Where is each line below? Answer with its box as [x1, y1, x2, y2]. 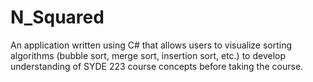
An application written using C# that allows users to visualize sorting [10, 39, 293, 51]
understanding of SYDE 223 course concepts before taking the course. [10, 60, 304, 72]
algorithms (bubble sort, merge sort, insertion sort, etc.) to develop [10, 49, 287, 61]
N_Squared [10, 6, 105, 29]
